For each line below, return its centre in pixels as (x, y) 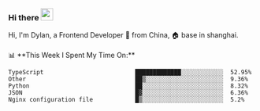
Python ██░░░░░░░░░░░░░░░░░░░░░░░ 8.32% (128, 86)
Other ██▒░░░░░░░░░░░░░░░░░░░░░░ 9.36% (128, 79)
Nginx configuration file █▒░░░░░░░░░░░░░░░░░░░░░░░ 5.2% (126, 100)
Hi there (24, 17)
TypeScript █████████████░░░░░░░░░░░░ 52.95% (130, 73)
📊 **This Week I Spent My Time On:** (72, 55)
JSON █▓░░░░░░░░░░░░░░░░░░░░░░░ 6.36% (128, 93)
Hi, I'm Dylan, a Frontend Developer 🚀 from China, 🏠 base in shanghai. (123, 35)
